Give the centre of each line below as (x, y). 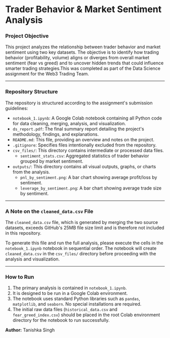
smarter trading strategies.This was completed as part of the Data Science (83, 68)
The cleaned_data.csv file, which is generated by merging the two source (82, 222)
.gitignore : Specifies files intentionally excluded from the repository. (84, 145)
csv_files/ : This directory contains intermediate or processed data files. (88, 150)
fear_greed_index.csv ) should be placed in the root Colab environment (86, 315)
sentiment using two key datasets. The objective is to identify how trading (82, 52)
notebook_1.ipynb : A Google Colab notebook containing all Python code (87, 118)
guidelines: (17, 108)
